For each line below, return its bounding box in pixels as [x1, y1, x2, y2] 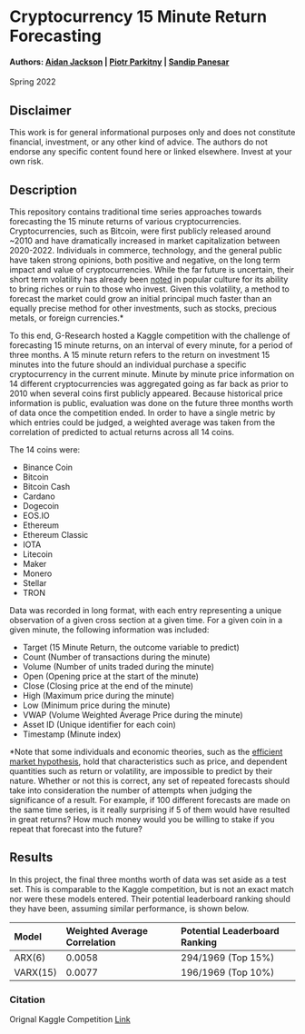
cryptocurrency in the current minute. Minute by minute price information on [9, 369, 295, 380]
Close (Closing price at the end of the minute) [22, 681, 193, 691]
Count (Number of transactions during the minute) [22, 651, 211, 662]
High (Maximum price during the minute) [22, 691, 175, 701]
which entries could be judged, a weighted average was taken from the [9, 417, 275, 428]
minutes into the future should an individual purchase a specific [9, 359, 247, 370]
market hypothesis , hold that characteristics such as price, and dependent [9, 756, 288, 767]
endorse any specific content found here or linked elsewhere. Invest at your [9, 146, 292, 157]
